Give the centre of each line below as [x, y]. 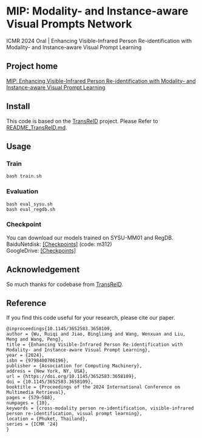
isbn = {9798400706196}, [38, 361]
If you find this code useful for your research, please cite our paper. [91, 318]
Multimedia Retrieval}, [36, 393]
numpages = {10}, [28, 403]
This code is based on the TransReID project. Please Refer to [82, 121]
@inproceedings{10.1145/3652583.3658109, [59, 329]
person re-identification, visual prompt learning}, [74, 414]
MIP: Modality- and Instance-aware [97, 11]
